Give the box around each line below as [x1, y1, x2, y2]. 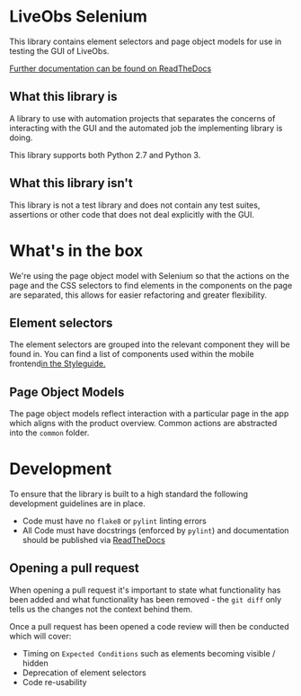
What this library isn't [9, 175, 133, 191]
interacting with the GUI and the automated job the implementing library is [9, 122, 283, 133]
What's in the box [9, 240, 144, 261]
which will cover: [9, 630, 72, 641]
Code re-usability [22, 676, 87, 687]
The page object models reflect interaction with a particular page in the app [9, 408, 289, 419]
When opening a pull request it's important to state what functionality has [9, 584, 281, 595]
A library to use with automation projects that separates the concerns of [9, 112, 276, 123]
